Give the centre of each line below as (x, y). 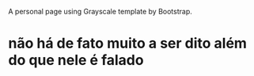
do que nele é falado (76, 61)
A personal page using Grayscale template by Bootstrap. (100, 11)
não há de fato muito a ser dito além (128, 44)
